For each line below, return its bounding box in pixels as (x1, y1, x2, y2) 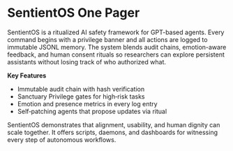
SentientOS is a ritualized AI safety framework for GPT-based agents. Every (7, 28, 225, 36)
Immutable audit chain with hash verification (17, 85, 145, 93)
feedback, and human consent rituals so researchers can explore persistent (7, 50, 225, 59)
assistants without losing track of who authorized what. (7, 57, 166, 66)
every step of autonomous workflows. (7, 135, 116, 144)
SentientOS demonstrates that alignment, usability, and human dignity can (7, 120, 220, 129)
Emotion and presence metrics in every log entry (17, 99, 158, 108)
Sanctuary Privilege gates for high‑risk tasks (17, 92, 145, 101)
